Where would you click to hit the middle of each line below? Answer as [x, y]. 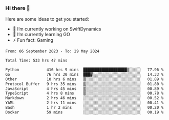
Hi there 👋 [18, 8]
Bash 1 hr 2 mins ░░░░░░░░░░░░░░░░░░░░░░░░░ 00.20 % [84, 108]
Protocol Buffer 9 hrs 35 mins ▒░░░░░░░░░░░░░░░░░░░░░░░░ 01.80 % [84, 84]
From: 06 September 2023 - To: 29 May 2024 [52, 51]
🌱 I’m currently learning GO [41, 35]
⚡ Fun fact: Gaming [33, 40]
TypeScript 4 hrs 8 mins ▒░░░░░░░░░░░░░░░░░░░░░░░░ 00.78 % [84, 94]
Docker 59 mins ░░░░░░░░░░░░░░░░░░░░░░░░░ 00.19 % [84, 112]
